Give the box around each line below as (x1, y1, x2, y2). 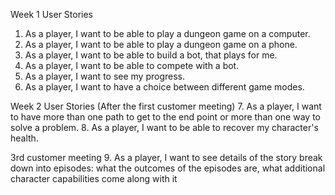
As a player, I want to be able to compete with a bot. (24, 60, 240, 71)
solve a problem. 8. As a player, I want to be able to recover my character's (10, 122, 319, 133)
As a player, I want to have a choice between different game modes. (24, 81, 305, 93)
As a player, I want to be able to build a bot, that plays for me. (24, 49, 278, 61)
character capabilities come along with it (10, 173, 178, 184)
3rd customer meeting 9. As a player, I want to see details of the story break (10, 152, 323, 163)
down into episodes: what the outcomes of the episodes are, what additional (10, 162, 326, 174)
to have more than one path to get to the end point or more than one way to (10, 111, 321, 123)
